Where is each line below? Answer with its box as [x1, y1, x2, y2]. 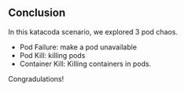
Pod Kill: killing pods [19, 50, 86, 60]
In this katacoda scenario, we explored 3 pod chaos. [8, 27, 179, 36]
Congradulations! [8, 74, 65, 83]
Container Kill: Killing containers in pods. [19, 59, 152, 68]
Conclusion [8, 6, 66, 20]
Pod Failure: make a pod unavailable [19, 42, 138, 52]
